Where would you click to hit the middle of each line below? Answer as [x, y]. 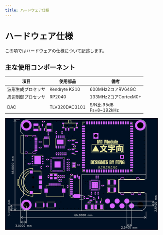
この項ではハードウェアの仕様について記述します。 [56, 50]
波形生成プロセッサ [26, 89]
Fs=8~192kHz [104, 110]
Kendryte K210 [65, 89]
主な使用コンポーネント [40, 67]
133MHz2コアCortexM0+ [115, 97]
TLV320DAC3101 [68, 107]
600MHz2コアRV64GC [113, 89]
